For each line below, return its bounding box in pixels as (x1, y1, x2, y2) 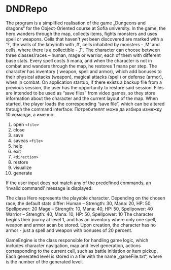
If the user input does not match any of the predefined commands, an (6, 180, 151, 186)
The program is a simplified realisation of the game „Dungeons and (6, 20, 146, 26)
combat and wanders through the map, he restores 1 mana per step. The (6, 63, 157, 69)
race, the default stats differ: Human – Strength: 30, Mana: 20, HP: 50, (6, 200, 152, 206)
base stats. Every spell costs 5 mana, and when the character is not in (6, 57, 152, 63)
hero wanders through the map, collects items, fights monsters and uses (6, 30, 158, 37)
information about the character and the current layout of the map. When (6, 95, 158, 102)
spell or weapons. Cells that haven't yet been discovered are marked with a (6, 36, 163, 42)
